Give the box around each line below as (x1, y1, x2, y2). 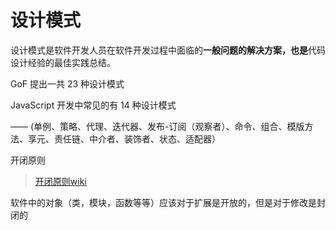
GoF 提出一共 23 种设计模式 (10, 77, 125, 90)
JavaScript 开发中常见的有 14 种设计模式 (10, 99, 177, 111)
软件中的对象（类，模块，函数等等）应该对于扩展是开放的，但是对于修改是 (10, 196, 317, 208)
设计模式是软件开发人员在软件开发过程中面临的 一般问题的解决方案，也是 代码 (10, 44, 326, 56)
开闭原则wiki (34, 175, 87, 187)
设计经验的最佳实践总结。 (10, 56, 116, 68)
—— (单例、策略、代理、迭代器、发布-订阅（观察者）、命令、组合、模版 (10, 120, 305, 132)
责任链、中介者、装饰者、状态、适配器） (53, 132, 221, 145)
